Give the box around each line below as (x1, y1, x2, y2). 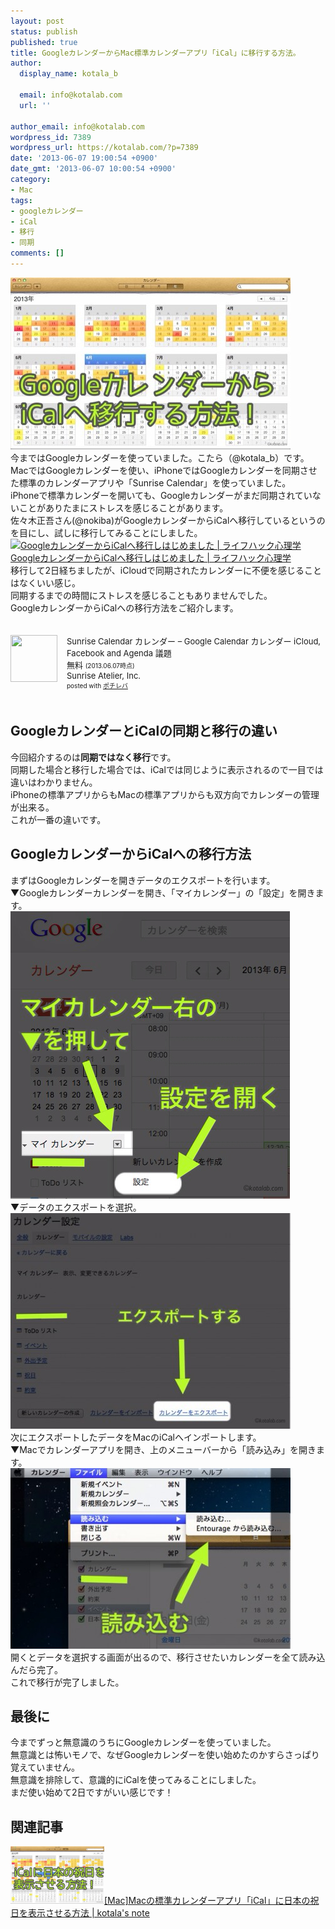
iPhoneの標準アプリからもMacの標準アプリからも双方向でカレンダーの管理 (10, 788, 320, 800)
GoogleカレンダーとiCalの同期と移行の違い (10, 723, 278, 740)
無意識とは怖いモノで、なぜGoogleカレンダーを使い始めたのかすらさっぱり (10, 1749, 320, 1761)
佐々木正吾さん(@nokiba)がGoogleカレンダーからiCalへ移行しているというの (10, 514, 326, 526)
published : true (10, 37, 78, 47)
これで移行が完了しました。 (10, 1676, 125, 1688)
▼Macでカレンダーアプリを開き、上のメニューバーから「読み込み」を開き (10, 1443, 317, 1455)
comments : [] (10, 248, 65, 259)
